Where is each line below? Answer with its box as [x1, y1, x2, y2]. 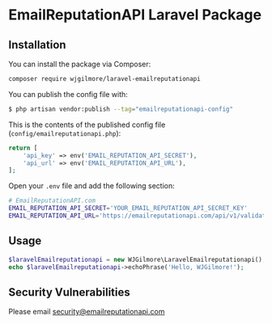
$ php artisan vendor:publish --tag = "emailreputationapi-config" [8, 105, 233, 113]
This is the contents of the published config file [8, 120, 166, 129]
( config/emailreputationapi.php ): [8, 128, 121, 138]
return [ [8, 144, 38, 152]
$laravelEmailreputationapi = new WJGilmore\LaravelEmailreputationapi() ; [8, 255, 266, 263]
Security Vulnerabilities [8, 285, 131, 299]
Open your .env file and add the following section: [8, 181, 176, 191]
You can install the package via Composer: [8, 59, 151, 69]
